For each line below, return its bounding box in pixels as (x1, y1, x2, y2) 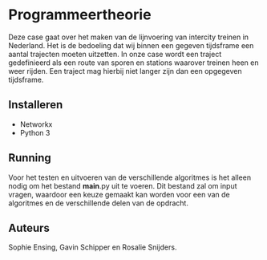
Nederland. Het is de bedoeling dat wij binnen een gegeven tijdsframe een (8, 40, 254, 50)
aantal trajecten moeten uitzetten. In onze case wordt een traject (8, 49, 222, 59)
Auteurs (8, 221, 51, 234)
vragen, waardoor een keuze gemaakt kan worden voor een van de (8, 189, 230, 199)
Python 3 (19, 128, 51, 137)
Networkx (19, 119, 53, 129)
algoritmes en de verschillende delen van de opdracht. (8, 198, 188, 208)
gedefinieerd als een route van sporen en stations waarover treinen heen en (8, 58, 259, 67)
